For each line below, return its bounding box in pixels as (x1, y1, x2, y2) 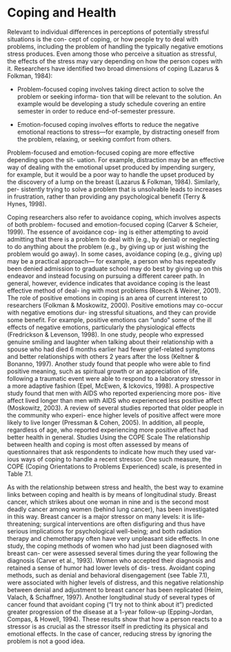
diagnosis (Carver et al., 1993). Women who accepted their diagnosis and (7, 556, 216, 564)
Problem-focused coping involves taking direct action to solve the (17, 85, 205, 93)
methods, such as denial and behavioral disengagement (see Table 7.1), (7, 571, 210, 579)
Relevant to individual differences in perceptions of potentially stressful (7, 28, 209, 36)
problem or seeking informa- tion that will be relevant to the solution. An (17, 92, 222, 101)
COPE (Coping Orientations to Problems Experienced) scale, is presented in (7, 462, 222, 471)
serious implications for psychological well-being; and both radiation (7, 526, 202, 535)
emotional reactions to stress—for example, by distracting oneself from (17, 128, 220, 136)
